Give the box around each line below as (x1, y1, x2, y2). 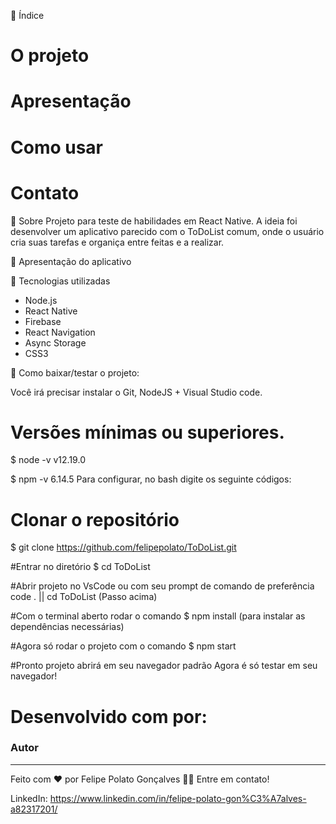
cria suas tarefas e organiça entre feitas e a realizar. (10, 236, 225, 248)
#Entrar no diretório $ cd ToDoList (10, 561, 151, 573)
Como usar (10, 136, 104, 159)
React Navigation (24, 326, 96, 338)
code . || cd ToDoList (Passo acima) (10, 591, 158, 603)
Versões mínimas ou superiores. (10, 421, 285, 444)
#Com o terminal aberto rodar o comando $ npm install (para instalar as (10, 610, 306, 622)
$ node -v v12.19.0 (10, 454, 86, 466)
